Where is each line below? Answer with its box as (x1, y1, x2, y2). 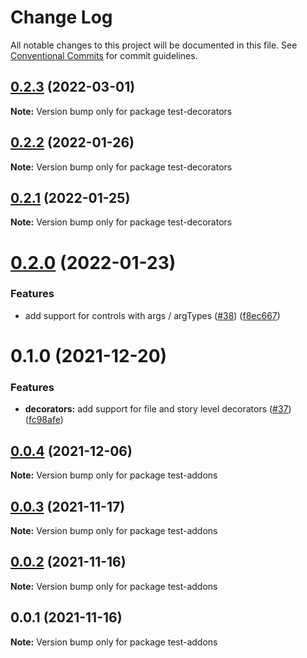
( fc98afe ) (24, 414, 64, 426)
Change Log (10, 6, 113, 29)
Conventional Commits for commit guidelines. (10, 49, 198, 61)
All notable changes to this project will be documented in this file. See (10, 39, 298, 51)
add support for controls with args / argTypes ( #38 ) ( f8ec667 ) (24, 309, 281, 321)
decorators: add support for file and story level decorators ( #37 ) (24, 403, 292, 415)
